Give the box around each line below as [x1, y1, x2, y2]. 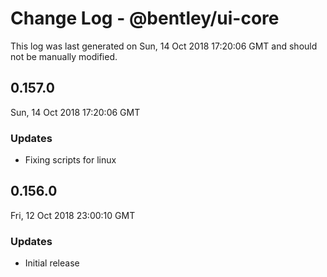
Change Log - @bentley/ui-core [10, 7, 280, 30]
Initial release [24, 257, 80, 269]
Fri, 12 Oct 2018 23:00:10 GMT [10, 209, 136, 221]
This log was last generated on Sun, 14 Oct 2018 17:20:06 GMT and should [10, 40, 318, 52]
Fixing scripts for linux [24, 154, 117, 166]
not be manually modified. [10, 50, 118, 62]
